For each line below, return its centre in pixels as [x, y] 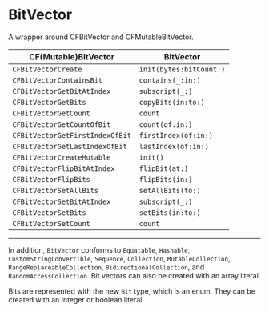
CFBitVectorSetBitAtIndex [62, 201]
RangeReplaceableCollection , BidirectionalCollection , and [106, 267]
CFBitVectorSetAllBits [55, 190]
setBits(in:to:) [170, 213]
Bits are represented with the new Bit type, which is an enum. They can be [132, 291]
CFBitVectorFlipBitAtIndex [64, 168]
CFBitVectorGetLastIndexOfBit [70, 146]
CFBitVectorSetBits [49, 213]
